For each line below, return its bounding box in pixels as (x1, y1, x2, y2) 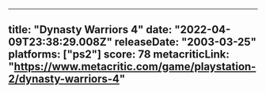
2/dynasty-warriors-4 (8, 73, 120, 86)
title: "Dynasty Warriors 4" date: (8, 23, 173, 36)
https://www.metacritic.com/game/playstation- (13, 60, 256, 73)
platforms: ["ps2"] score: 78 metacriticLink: (8, 48, 230, 61)
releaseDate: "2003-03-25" (114, 35, 257, 49)
